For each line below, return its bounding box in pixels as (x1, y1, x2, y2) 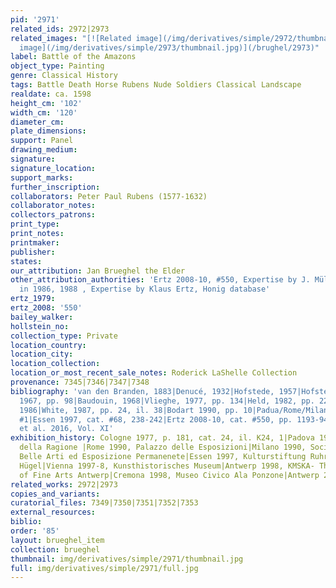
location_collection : (10, 359, 101, 369)
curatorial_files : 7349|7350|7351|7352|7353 (10, 498, 199, 508)
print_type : (10, 219, 60, 230)
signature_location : (10, 163, 97, 173)
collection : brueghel (10, 544, 101, 555)
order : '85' (10, 526, 60, 536)
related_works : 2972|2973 (10, 479, 118, 490)
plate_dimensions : (10, 126, 87, 136)
